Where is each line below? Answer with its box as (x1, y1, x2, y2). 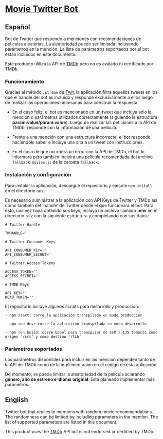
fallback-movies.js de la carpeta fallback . (12, 159, 99, 165)
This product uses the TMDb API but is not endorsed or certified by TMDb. (5, 428, 155, 434)
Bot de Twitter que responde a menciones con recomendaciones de (5, 36, 142, 42)
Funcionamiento (5, 78, 45, 85)
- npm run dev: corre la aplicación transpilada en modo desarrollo (5, 321, 147, 326)
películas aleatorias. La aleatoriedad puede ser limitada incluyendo (5, 41, 139, 47)
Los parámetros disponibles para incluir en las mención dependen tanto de (5, 356, 155, 362)
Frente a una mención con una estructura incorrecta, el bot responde (12, 134, 151, 140)
